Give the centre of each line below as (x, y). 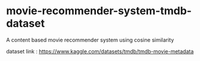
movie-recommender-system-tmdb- (99, 11)
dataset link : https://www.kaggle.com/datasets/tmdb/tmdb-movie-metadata (100, 51)
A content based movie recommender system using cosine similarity (90, 40)
